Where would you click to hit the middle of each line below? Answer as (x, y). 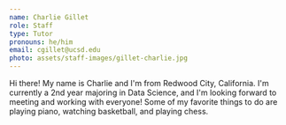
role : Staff (31, 26)
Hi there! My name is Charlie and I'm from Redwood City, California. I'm (139, 83)
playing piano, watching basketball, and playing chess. (109, 111)
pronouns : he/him (41, 42)
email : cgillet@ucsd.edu (55, 50)
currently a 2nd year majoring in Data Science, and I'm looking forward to (143, 92)
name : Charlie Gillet (49, 17)
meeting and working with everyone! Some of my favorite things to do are (143, 102)
